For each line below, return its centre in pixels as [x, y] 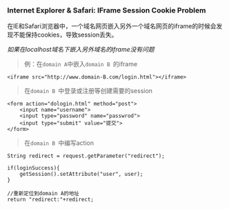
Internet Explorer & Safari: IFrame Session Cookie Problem [107, 10]
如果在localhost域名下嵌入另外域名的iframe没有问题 [81, 50]
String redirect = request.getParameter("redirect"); [86, 156]
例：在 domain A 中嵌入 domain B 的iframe [81, 64]
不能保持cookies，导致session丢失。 [65, 35]
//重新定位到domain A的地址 [43, 194]
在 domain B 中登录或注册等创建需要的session [88, 91]
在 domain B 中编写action [59, 143]
